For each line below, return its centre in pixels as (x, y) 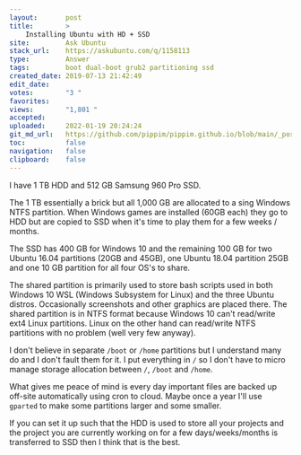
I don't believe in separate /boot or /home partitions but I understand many (146, 350)
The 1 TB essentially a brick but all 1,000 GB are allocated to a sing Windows (150, 202)
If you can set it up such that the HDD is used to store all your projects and (146, 423)
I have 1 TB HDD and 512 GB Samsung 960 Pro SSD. (105, 185)
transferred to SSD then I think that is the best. (95, 442)
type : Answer (50, 59)
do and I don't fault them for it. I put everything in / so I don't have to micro (147, 359)
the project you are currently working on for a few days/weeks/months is (144, 433)
